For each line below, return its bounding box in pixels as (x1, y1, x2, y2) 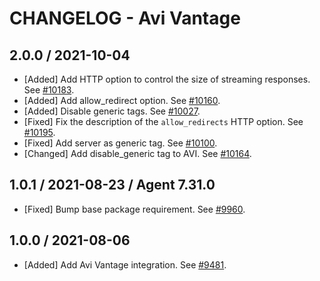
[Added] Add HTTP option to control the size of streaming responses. (23, 73, 311, 85)
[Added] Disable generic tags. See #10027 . (23, 105, 201, 117)
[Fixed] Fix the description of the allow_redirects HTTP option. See (23, 116, 304, 127)
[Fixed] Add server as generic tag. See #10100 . (23, 137, 218, 149)
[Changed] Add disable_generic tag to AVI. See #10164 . (23, 148, 252, 159)
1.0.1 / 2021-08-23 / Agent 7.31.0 (9, 177, 216, 194)
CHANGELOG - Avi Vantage (9, 7, 241, 30)
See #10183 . (23, 84, 75, 96)
